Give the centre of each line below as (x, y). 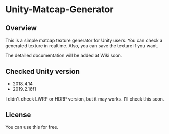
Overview (21, 28)
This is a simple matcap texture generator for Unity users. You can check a (84, 40)
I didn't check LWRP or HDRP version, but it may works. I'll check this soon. (85, 99)
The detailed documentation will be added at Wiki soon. (64, 55)
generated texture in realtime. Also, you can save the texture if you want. (82, 46)
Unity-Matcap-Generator (59, 9)
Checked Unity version (43, 71)
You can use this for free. (32, 127)
